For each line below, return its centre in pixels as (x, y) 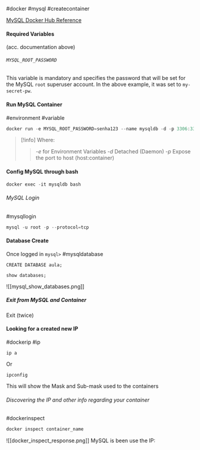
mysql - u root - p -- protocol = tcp (48, 227)
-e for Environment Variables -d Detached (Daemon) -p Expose (113, 152)
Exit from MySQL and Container (46, 300)
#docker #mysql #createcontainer (48, 9)
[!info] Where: (38, 140)
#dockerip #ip (23, 342)
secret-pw (18, 91)
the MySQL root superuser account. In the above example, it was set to (94, 84)
